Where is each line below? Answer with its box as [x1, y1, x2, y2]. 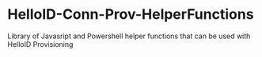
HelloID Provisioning [7, 39, 74, 48]
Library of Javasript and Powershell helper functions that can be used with [7, 31, 251, 41]
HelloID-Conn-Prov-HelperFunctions [7, 5, 254, 23]
